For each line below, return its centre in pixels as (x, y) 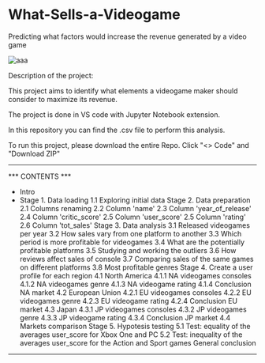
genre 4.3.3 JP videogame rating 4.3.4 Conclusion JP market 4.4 (125, 317)
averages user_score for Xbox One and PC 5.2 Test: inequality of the (131, 335)
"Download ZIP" (34, 153)
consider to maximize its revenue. (63, 99)
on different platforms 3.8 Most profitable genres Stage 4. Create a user (136, 267)
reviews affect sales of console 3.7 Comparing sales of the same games (136, 259)
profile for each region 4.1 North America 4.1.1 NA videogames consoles (136, 275)
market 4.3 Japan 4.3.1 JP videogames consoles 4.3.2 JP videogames (133, 309)
